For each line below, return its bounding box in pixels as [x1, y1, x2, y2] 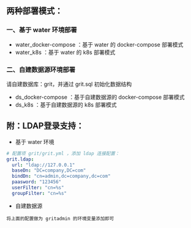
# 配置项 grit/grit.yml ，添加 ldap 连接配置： [6, 150, 120, 156]
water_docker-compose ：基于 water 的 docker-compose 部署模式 [15, 40, 184, 48]
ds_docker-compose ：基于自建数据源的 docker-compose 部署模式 [15, 93, 185, 101]
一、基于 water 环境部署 [6, 26, 78, 34]
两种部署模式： [6, 6, 63, 17]
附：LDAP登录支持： [6, 121, 84, 131]
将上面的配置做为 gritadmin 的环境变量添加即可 [6, 215, 114, 222]
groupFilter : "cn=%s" [12, 190, 67, 196]
